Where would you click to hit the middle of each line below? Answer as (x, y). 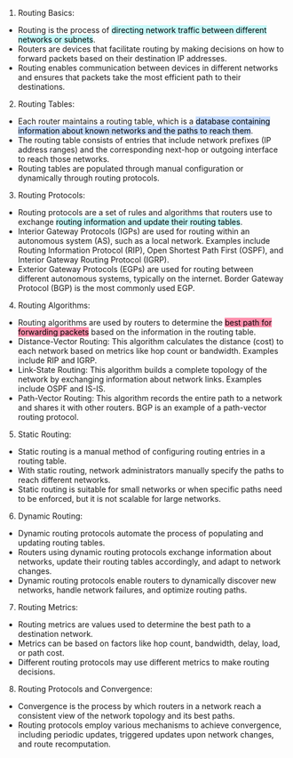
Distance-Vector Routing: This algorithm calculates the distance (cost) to (150, 341)
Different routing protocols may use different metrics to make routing (143, 662)
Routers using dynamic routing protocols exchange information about (144, 552)
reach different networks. (64, 480)
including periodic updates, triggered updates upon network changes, (146, 734)
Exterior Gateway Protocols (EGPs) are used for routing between (135, 269)
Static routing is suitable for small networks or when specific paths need (150, 489)
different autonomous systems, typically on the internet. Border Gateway (150, 278)
